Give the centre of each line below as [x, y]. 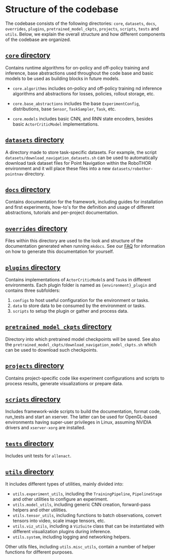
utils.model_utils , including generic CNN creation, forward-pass [81, 505]
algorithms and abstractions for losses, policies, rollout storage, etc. [83, 94]
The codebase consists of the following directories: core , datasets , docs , [81, 23]
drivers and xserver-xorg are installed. [45, 428]
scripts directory [33, 400]
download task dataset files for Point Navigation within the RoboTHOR [78, 163]
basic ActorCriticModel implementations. [56, 124]
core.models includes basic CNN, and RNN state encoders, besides [83, 119]
